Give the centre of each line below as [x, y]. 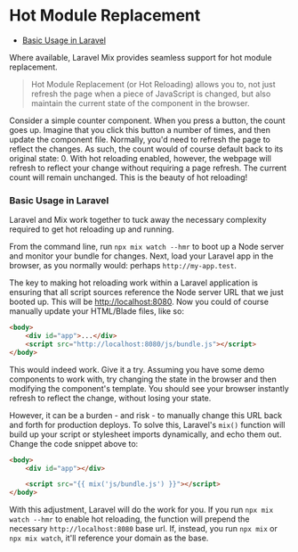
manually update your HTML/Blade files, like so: [97, 311]
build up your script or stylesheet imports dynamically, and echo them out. [145, 434]
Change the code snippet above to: [74, 443]
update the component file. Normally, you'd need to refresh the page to [140, 139]
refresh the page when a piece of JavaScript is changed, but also [151, 94]
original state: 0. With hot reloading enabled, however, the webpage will [140, 158]
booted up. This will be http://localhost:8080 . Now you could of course [139, 302]
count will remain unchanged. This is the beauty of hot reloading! [129, 177]
